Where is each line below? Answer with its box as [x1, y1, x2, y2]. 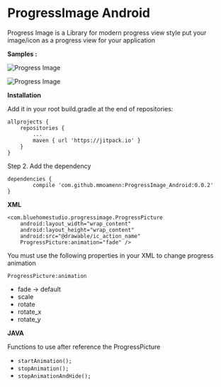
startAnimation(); [17, 357, 72, 364]
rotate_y [17, 315, 41, 323]
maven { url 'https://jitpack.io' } [33, 137, 141, 144]
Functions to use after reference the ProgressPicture [7, 342, 161, 351]
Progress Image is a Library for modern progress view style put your [7, 28, 207, 37]
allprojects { [7, 118, 50, 125]
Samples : [7, 50, 38, 58]
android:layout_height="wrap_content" [20, 226, 135, 233]
